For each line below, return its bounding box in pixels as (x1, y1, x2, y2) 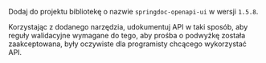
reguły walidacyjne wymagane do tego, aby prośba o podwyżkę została (8, 31, 246, 40)
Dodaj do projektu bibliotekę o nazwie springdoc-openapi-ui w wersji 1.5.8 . (8, 7, 259, 16)
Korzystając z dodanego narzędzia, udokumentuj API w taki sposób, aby (8, 22, 248, 31)
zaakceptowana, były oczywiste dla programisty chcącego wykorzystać (8, 39, 248, 49)
